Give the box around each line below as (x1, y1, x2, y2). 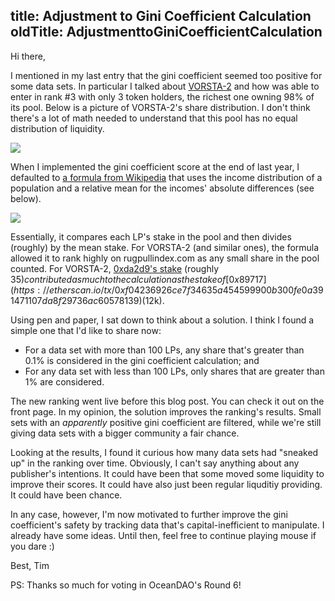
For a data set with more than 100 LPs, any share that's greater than (24, 344, 305, 356)
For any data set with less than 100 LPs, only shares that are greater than (24, 365, 325, 377)
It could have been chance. (10, 489, 123, 501)
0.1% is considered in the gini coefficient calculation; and (24, 354, 260, 366)
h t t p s (13, 284, 35, 296)
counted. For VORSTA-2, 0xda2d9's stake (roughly (10, 262, 220, 274)
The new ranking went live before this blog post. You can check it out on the (10, 395, 325, 407)
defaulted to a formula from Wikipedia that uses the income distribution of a (10, 171, 323, 183)
